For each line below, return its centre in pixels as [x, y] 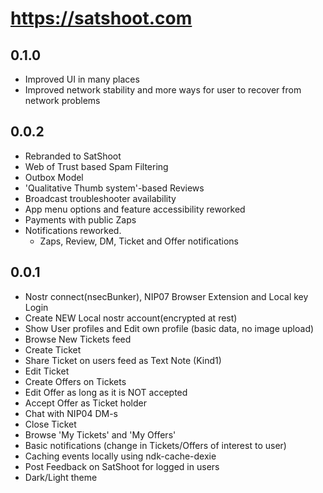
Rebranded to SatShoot [73, 156]
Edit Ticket [47, 371]
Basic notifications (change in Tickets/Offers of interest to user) [155, 445]
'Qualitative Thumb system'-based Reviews [114, 188]
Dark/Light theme [61, 477]
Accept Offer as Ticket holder [85, 403]
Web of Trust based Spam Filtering [96, 166]
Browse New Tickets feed [78, 339]
